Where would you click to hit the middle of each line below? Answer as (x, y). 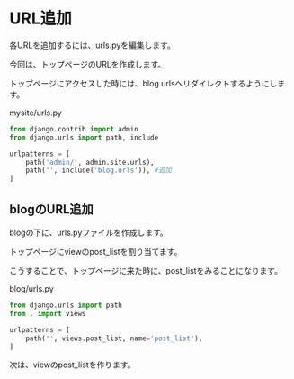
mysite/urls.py (36, 113)
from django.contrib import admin (74, 129)
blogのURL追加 (52, 209)
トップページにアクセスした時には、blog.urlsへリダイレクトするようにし (143, 83)
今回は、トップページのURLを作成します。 (88, 64)
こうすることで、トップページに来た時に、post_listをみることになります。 (146, 271)
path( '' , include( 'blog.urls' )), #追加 (99, 171)
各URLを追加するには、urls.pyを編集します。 (92, 45)
